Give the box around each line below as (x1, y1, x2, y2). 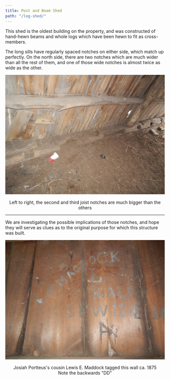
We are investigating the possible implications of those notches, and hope (5, 219, 159, 225)
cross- (144, 33, 158, 39)
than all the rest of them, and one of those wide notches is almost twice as (5, 59, 160, 65)
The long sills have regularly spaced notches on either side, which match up (5, 49, 164, 55)
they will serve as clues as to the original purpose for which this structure (5, 224, 158, 230)
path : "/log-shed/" (5, 13, 47, 19)
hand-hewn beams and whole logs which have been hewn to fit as (5, 33, 144, 39)
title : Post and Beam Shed (5, 8, 62, 13)
